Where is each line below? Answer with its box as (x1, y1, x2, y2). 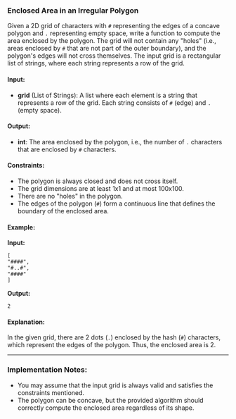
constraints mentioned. (17, 388, 85, 396)
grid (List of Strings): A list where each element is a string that (17, 91, 198, 99)
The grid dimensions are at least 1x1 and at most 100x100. (17, 184, 184, 192)
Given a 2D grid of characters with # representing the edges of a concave (7, 22, 220, 30)
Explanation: (7, 318, 46, 326)
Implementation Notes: (7, 365, 88, 375)
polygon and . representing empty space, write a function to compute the (7, 29, 221, 37)
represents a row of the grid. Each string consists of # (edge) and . (17, 98, 211, 107)
